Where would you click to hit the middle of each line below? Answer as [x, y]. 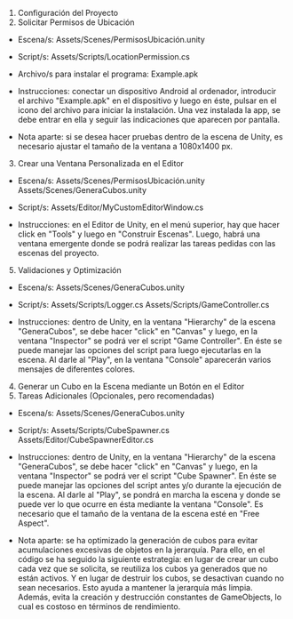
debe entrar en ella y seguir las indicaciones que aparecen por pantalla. [149, 120]
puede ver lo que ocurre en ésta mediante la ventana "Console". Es [140, 504]
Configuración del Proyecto [68, 13]
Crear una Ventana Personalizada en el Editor [101, 163]
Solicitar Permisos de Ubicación [76, 22]
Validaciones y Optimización [69, 270]
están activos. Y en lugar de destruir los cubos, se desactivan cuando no [150, 578]
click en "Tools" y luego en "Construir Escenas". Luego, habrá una [139, 234]
